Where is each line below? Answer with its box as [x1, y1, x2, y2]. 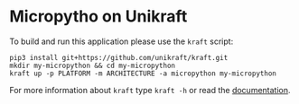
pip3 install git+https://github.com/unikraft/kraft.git [9, 53, 229, 62]
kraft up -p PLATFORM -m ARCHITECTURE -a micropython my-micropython [9, 69, 277, 78]
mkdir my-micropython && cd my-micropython [9, 61, 176, 70]
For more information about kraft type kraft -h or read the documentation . [9, 84, 291, 95]
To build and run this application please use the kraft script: [9, 36, 234, 47]
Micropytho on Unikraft [9, 6, 188, 27]
